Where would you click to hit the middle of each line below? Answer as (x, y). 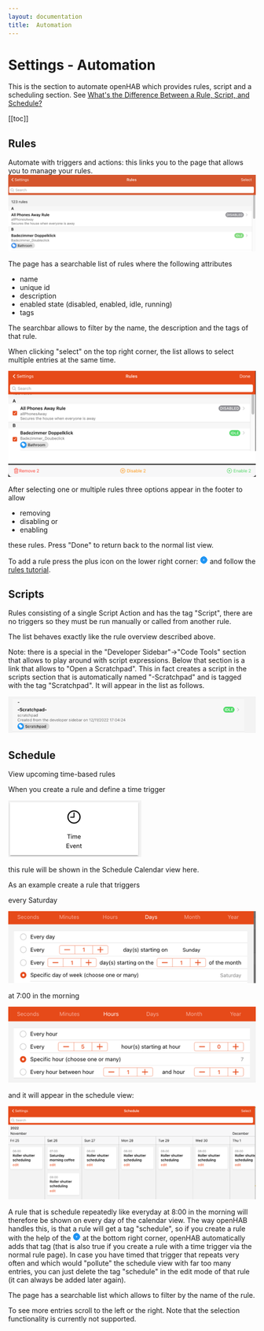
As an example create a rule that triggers (74, 885)
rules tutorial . (29, 569)
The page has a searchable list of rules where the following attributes (120, 263)
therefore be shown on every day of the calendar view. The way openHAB (128, 1221)
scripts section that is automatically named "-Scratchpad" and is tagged (125, 677)
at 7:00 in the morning (44, 995)
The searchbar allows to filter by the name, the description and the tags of (128, 328)
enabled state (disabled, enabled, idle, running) (96, 304)
